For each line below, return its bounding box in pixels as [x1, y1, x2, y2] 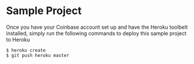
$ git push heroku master [6, 52, 69, 58]
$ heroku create [6, 47, 46, 53]
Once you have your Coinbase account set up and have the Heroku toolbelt [6, 23, 188, 31]
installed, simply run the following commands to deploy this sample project [6, 29, 187, 36]
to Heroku [6, 36, 30, 43]
